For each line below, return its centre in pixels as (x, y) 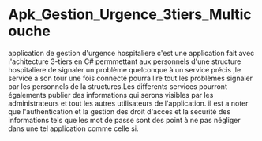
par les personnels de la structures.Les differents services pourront (118, 86)
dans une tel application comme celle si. (73, 128)
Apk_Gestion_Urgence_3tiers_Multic (130, 15)
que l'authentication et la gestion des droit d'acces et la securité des (120, 111)
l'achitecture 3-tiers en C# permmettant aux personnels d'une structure (125, 61)
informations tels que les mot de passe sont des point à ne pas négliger (124, 120)
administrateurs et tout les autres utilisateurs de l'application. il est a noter (128, 103)
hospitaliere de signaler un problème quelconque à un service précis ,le (125, 69)
